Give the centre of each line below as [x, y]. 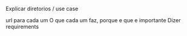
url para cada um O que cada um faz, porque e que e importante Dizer [93, 20]
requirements [22, 27]
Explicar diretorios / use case [42, 9]
